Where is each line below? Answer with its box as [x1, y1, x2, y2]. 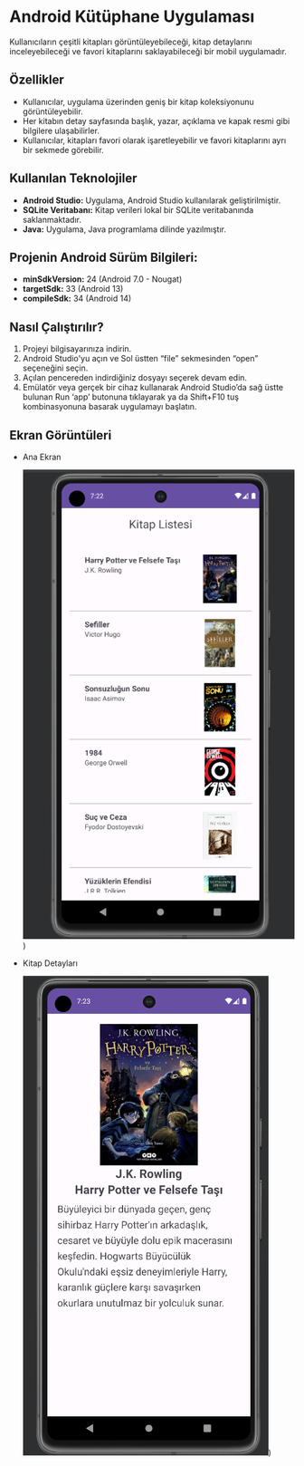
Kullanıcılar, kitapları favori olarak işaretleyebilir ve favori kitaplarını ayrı [22, 134, 287, 146]
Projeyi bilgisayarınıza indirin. [22, 343, 132, 354]
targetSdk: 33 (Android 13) [22, 284, 124, 294]
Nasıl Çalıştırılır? [9, 319, 104, 334]
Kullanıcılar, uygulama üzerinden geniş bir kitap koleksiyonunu [22, 96, 255, 107]
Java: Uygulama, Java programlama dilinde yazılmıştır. [22, 224, 226, 235]
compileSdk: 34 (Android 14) [22, 293, 132, 304]
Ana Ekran [22, 451, 62, 462]
